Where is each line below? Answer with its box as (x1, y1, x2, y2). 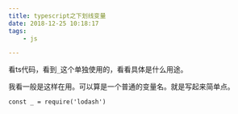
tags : (8, 27, 27, 35)
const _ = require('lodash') (8, 98, 106, 106)
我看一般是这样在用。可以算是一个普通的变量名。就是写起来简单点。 (8, 82, 235, 91)
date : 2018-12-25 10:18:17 (8, 19, 99, 27)
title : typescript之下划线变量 (8, 11, 106, 20)
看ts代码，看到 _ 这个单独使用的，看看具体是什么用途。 (8, 65, 188, 74)
